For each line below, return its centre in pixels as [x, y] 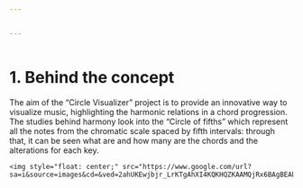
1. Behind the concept [92, 77]
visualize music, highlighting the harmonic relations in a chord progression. [148, 112]
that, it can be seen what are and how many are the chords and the [134, 140]
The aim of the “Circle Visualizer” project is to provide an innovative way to [148, 102]
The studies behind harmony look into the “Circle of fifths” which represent [149, 121]
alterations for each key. [54, 150]
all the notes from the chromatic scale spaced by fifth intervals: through [142, 130]
